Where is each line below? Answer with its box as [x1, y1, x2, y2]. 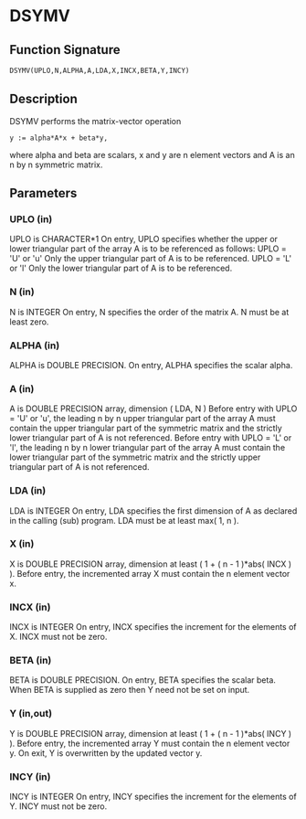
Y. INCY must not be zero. [9, 801, 108, 812]
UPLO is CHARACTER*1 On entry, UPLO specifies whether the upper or [9, 234, 279, 245]
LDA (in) [9, 484, 47, 497]
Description [9, 91, 78, 107]
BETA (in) [9, 654, 52, 667]
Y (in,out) [9, 707, 53, 720]
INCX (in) [9, 601, 51, 613]
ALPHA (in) [9, 339, 60, 352]
